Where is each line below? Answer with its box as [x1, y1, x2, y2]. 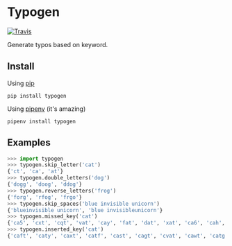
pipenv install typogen [7, 118, 76, 125]
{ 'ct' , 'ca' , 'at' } [7, 168, 64, 175]
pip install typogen [7, 92, 67, 99]
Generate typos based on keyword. [7, 40, 108, 49]
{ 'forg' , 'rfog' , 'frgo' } [7, 193, 82, 201]
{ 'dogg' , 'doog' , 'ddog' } [7, 181, 82, 188]
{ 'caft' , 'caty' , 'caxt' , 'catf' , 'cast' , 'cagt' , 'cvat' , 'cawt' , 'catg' [7, 233, 229, 240]
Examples [7, 137, 51, 149]
